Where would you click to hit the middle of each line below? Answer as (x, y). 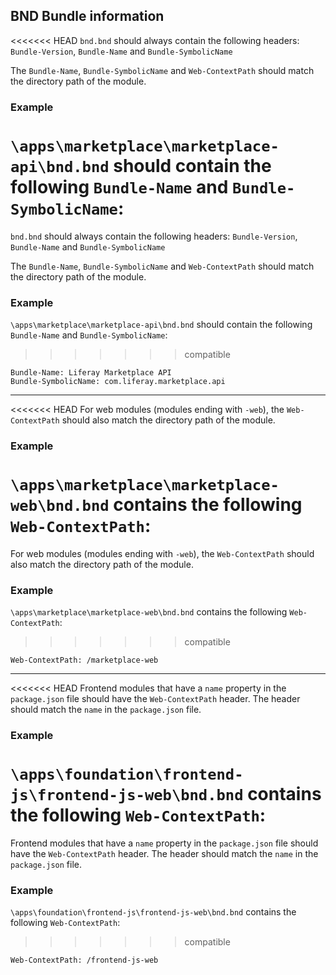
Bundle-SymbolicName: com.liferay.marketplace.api (118, 381)
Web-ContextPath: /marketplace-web (84, 660)
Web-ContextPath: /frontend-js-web (84, 960)
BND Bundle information (87, 16)
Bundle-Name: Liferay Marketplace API (91, 372)
